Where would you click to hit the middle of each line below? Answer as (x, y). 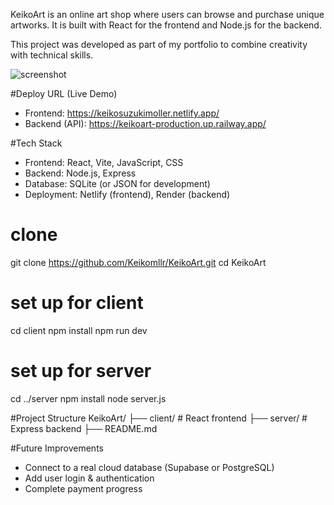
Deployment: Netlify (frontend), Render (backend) (127, 194)
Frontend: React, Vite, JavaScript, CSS (104, 162)
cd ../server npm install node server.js (88, 398)
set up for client (77, 303)
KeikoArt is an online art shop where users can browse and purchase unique (167, 14)
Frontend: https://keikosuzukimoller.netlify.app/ (122, 113)
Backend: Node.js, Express (80, 173)
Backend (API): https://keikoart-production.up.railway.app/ (145, 123)
